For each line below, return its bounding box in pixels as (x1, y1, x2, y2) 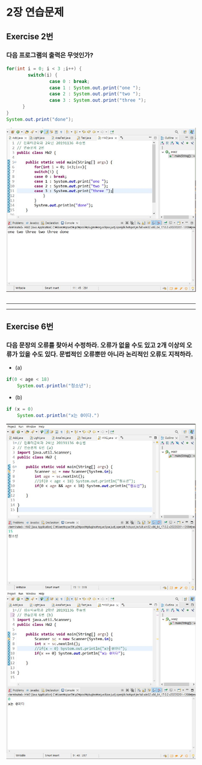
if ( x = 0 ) (6, 406, 34, 412)
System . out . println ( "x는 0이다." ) (17, 412, 100, 418)
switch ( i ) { (28, 72, 58, 78)
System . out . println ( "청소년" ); (17, 383, 92, 389)
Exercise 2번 (6, 31, 54, 42)
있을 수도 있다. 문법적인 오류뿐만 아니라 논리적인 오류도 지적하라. (19, 350, 194, 358)
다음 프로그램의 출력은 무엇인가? (6, 51, 94, 59)
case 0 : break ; (49, 78, 90, 84)
